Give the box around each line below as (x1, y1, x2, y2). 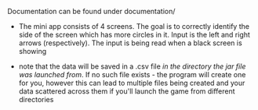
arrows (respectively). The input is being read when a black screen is (18, 38, 242, 48)
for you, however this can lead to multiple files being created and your (18, 78, 245, 87)
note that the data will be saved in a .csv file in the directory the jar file (18, 62, 246, 71)
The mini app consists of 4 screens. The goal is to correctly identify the (18, 22, 250, 30)
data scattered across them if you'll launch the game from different (18, 87, 236, 96)
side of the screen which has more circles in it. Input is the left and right (18, 30, 250, 39)
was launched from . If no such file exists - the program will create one (18, 70, 246, 79)
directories (18, 95, 54, 104)
